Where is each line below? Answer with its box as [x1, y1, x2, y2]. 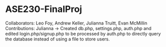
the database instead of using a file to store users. [5, 36, 110, 42]
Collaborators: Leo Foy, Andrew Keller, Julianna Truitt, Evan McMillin [5, 20, 148, 26]
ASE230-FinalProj [5, 3, 82, 15]
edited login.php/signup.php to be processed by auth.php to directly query [5, 30, 161, 36]
